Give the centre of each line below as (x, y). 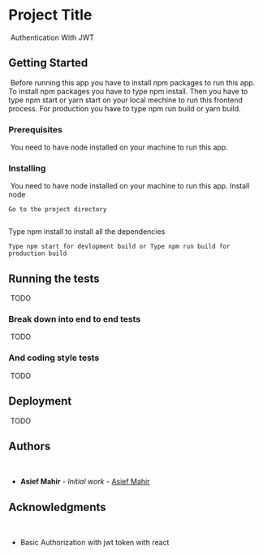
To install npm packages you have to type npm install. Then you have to (128, 91)
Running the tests (54, 278)
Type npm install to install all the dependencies (87, 232)
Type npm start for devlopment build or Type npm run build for (119, 247)
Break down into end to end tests (75, 319)
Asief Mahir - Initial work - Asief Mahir (85, 482)
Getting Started (48, 63)
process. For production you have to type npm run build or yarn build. (125, 108)
